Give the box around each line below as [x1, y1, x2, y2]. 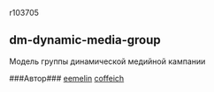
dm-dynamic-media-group [9, 32, 161, 47]
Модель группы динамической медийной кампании [9, 56, 206, 67]
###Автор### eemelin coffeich [9, 73, 125, 83]
